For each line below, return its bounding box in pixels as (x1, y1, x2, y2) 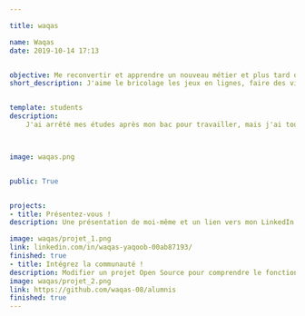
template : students (9, 104, 84, 113)
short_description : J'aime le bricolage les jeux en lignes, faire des (9, 79, 286, 88)
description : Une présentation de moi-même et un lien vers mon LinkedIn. (9, 218, 299, 227)
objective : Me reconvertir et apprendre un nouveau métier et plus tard (9, 70, 290, 80)
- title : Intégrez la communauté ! (9, 260, 144, 269)
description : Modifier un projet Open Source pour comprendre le (9, 268, 261, 277)
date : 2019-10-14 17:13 (9, 46, 100, 55)
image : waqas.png (9, 152, 75, 162)
